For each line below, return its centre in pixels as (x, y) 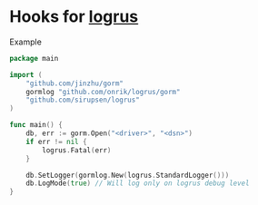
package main (34, 58)
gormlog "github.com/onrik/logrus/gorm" (103, 92)
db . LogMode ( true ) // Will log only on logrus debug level (138, 183)
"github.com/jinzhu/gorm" (75, 83)
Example (26, 42)
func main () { (36, 125)
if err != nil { (57, 142)
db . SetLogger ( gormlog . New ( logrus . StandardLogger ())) (128, 175)
